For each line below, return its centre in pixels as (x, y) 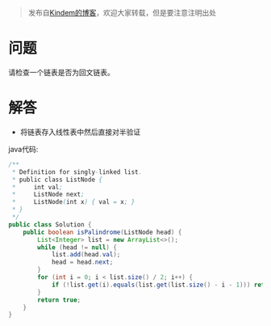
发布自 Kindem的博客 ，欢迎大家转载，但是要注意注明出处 (122, 13)
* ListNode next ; (48, 195)
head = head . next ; (82, 262)
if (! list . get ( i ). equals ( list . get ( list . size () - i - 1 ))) (151, 285)
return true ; (59, 300)
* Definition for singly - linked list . (77, 172)
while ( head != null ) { (77, 247)
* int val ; (37, 187)
